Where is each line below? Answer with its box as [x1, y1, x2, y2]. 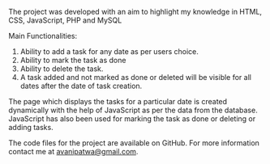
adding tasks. [8, 123, 54, 132]
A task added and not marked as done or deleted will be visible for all [19, 73, 251, 82]
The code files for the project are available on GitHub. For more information [8, 138, 259, 148]
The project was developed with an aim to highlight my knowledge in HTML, [8, 7, 262, 16]
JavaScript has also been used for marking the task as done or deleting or [8, 114, 256, 124]
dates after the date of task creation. [19, 81, 143, 90]
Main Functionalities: [8, 32, 78, 40]
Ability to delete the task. [19, 64, 104, 74]
